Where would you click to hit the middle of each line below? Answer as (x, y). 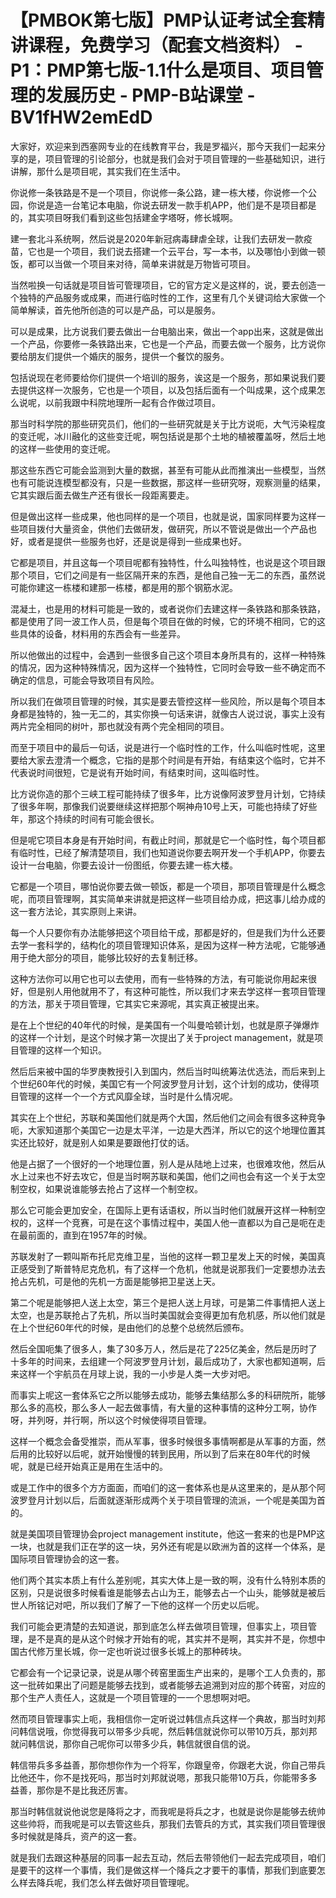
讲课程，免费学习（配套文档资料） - (156, 45)
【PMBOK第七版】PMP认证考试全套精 (167, 20)
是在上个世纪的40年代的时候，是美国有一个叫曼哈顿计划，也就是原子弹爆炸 (165, 1025)
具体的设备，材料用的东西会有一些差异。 (102, 633)
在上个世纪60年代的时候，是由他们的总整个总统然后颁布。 (130, 1327)
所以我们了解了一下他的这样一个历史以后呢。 (172, 1605)
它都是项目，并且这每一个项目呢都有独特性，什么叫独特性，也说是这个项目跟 (168, 562)
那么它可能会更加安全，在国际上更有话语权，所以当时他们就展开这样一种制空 (168, 1210)
